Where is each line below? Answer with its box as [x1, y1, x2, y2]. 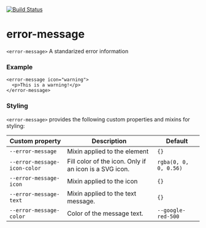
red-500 [157, 213, 180, 220]
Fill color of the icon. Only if [67, 157, 146, 165]
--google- [157, 207, 186, 214]
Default [166, 137, 188, 145]
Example [6, 63, 33, 71]
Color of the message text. [67, 209, 143, 218]
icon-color [9, 164, 41, 172]
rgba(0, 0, [157, 158, 189, 165]
